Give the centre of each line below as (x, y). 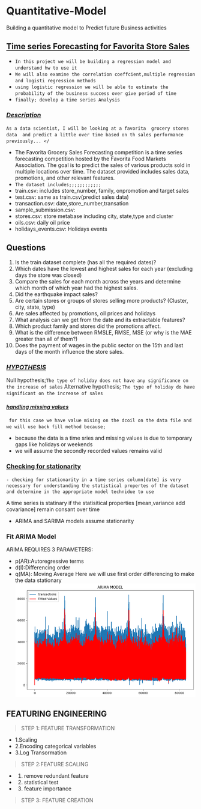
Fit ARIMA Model (31, 536)
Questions (26, 248)
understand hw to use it (46, 68)
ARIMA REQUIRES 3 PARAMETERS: (49, 549)
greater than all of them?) (46, 339)
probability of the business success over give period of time (96, 93)
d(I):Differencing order (43, 567)
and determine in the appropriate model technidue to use (80, 492)
